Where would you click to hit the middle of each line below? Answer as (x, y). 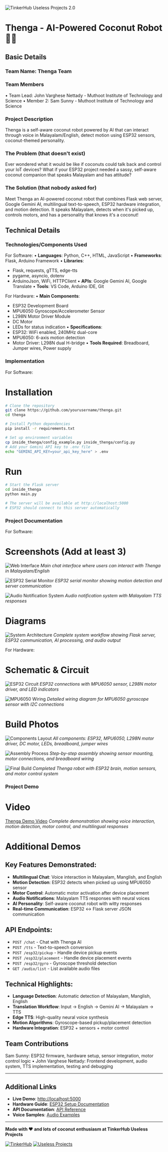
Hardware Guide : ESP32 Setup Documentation (61, 1104)
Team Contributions (37, 1044)
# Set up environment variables (39, 437)
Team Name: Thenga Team (38, 71)
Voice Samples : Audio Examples (46, 1115)
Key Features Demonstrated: (51, 865)
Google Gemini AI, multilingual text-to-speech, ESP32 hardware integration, (83, 204)
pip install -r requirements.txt (40, 429)
